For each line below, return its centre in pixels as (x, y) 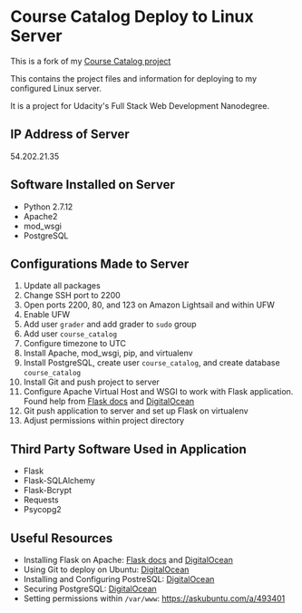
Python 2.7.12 (48, 207)
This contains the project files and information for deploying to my (134, 78)
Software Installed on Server (93, 185)
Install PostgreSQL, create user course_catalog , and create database (151, 363)
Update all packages (62, 286)
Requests (41, 500)
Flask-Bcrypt (47, 491)
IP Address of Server (70, 135)
